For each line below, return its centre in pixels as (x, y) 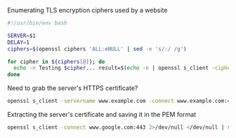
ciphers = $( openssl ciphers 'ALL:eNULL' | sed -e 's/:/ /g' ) (97, 49)
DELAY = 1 (19, 42)
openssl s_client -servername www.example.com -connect (91, 101)
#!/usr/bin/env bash (38, 23)
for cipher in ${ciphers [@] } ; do (56, 62)
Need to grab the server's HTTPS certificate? (73, 88)
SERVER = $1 (22, 36)
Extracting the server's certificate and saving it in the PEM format (102, 114)
